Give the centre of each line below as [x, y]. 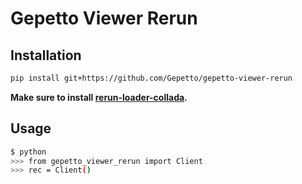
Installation [46, 55]
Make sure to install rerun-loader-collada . [99, 97]
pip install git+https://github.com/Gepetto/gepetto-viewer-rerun [151, 78]
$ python [28, 152]
